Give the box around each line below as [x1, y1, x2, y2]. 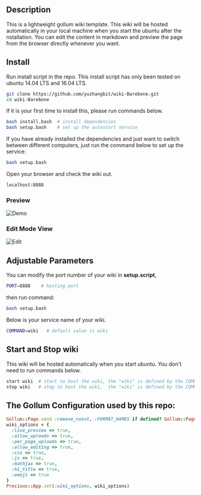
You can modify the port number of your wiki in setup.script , [6, 272, 157, 279]
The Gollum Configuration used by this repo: [6, 400, 175, 411]
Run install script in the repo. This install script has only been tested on [6, 73, 181, 80]
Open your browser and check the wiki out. [6, 171, 112, 177]
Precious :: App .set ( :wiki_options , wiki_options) [6, 483, 130, 489]
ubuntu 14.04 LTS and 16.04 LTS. [6, 79, 87, 86]
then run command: [6, 294, 55, 301]
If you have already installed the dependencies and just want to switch [6, 135, 180, 142]
